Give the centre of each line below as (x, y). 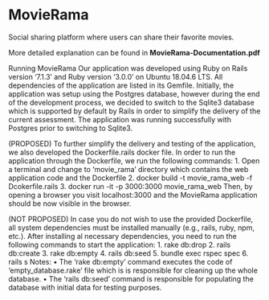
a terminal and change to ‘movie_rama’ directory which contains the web (128, 169)
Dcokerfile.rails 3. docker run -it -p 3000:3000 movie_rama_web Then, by (130, 186)
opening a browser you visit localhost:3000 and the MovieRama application (133, 195)
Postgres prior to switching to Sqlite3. (71, 128)
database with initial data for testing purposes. (85, 287)
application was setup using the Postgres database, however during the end (134, 93)
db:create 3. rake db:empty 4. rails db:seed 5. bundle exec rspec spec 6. (128, 253)
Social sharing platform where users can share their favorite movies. (121, 37)
